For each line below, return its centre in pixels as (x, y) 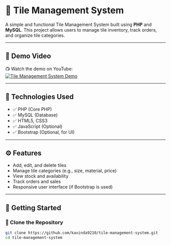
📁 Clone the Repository (34, 222)
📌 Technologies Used (39, 97)
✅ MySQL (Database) (35, 115)
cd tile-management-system (34, 237)
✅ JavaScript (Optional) (37, 126)
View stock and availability (40, 176)
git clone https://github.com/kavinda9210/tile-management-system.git (82, 233)
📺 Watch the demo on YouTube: (39, 69)
